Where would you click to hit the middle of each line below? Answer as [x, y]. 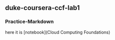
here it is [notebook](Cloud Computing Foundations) [58, 32]
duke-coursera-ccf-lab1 [42, 8]
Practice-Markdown [29, 22]
